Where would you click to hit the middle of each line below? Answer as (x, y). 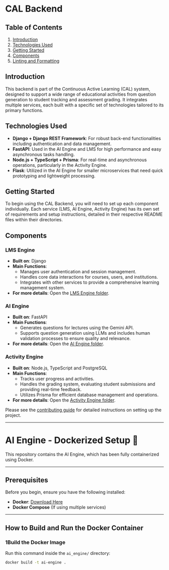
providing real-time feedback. (51, 389)
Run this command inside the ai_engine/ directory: (58, 553)
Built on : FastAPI (30, 317)
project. (13, 415)
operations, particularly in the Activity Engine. (60, 165)
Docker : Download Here (37, 502)
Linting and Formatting (36, 61)
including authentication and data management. (62, 144)
